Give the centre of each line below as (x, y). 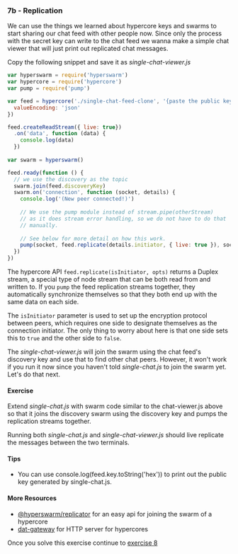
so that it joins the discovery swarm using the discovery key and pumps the (118, 414)
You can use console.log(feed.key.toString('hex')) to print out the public (122, 474)
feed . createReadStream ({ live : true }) (64, 127)
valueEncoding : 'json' (47, 108)
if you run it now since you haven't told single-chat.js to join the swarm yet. (117, 367)
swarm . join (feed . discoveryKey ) (60, 186)
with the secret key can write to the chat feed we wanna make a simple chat (118, 41)
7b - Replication (35, 11)
